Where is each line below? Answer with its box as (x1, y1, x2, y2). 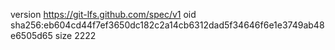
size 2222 (54, 30, 97, 41)
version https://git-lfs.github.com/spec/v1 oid (10, 9, 197, 20)
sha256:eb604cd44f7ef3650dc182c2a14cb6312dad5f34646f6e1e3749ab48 (10, 19, 325, 31)
